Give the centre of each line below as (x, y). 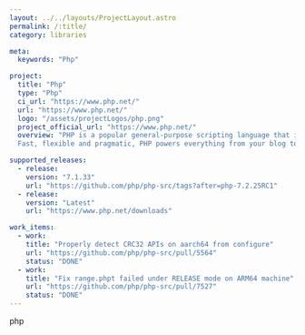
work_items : (32, 228)
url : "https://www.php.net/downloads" (99, 211)
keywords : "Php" (48, 60)
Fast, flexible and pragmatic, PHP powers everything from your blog (152, 144)
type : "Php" (40, 93)
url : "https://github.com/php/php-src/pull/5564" (122, 253)
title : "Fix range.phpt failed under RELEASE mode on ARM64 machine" (160, 279)
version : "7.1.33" (60, 177)
